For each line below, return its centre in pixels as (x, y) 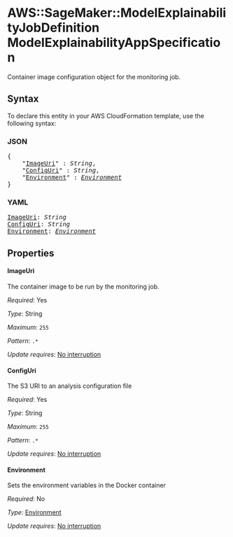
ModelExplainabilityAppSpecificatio (114, 43)
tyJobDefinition (54, 28)
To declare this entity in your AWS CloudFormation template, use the (106, 116)
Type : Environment (34, 512)
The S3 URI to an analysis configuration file (70, 386)
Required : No (26, 499)
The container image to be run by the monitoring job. (83, 286)
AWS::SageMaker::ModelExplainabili (117, 13)
